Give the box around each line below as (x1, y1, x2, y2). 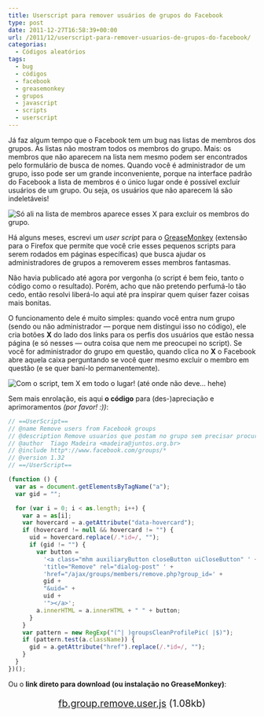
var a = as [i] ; (22, 512, 72, 520)
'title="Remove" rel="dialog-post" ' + (42, 563, 174, 571)
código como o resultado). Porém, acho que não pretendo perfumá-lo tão (8, 281, 247, 291)
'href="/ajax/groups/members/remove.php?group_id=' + (42, 570, 223, 578)
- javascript (15, 99, 58, 107)
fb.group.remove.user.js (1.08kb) (57, 697, 207, 710)
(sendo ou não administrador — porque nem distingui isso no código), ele (8, 322, 247, 331)
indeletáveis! (8, 193, 49, 203)
